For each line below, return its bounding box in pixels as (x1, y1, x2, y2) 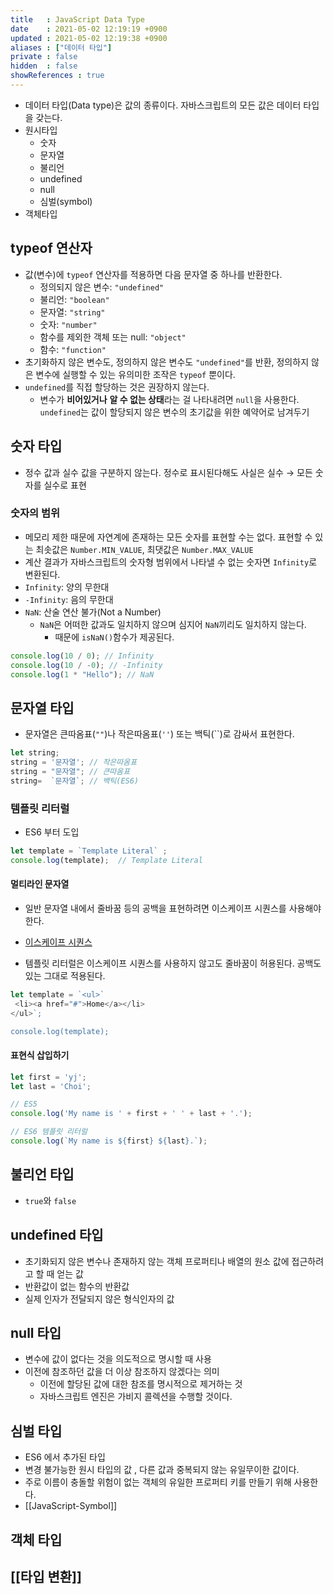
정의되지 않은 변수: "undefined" (39, 281, 165, 293)
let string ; (10, 748, 60, 758)
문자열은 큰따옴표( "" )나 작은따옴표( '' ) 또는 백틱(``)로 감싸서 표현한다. (24, 728, 295, 740)
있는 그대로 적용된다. (24, 969, 106, 981)
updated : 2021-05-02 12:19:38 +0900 (10, 33, 168, 43)
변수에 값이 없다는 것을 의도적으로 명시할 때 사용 (24, 1353, 212, 1365)
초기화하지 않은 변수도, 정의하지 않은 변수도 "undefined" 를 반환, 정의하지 (24, 356, 310, 368)
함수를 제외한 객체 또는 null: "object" (39, 331, 187, 343)
